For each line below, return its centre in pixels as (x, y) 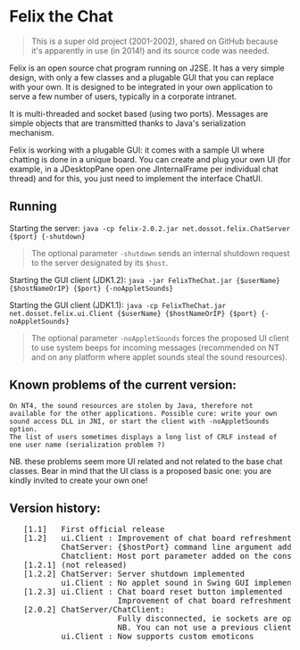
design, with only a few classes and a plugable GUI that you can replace (142, 77)
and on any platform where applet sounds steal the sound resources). (159, 357)
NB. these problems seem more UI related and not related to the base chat (146, 461)
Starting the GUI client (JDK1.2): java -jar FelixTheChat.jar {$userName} (145, 279)
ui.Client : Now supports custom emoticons (158, 637)
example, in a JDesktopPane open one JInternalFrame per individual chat (144, 169)
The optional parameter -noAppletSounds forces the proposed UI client (160, 337)
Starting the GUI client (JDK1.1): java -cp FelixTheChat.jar (117, 304)
